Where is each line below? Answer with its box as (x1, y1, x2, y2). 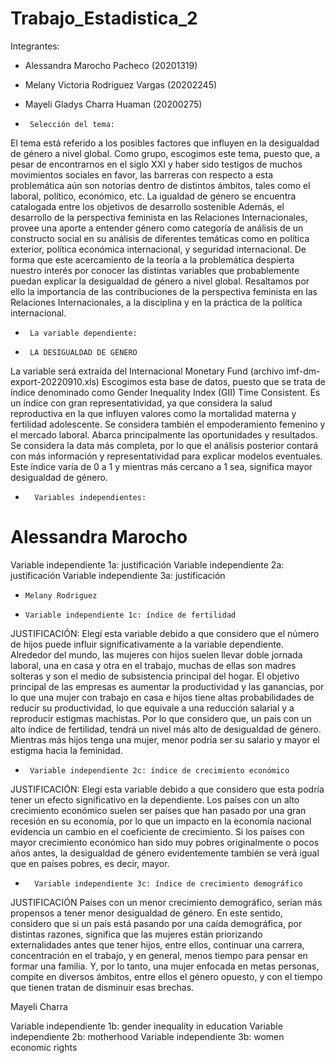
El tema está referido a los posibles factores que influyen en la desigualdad (10, 137, 320, 149)
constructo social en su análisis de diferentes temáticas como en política (10, 232, 310, 244)
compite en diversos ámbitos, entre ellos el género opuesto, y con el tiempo (10, 970, 323, 982)
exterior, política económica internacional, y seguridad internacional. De (10, 243, 307, 255)
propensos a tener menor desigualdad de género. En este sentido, (10, 907, 283, 919)
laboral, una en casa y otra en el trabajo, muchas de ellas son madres (10, 659, 297, 671)
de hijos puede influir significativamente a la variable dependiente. (10, 638, 284, 650)
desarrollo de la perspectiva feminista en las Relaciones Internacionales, (10, 211, 308, 223)
